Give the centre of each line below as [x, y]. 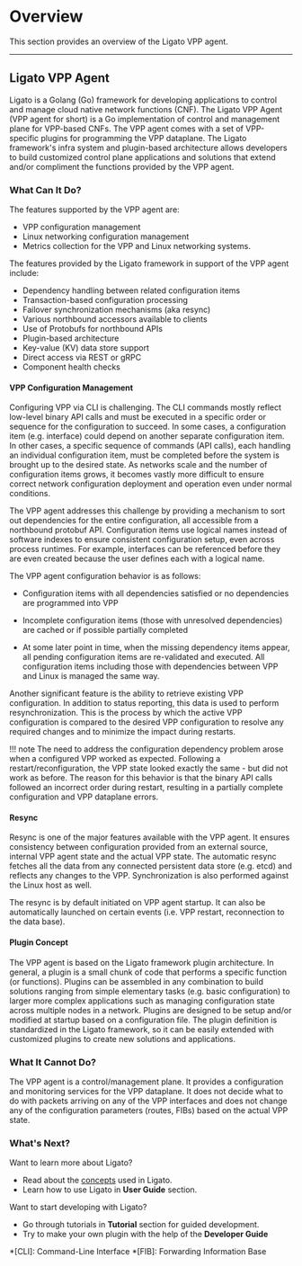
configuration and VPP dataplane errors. [84, 797]
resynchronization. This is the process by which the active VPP [126, 713]
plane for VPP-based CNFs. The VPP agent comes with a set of [127, 129]
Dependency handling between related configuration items [131, 290]
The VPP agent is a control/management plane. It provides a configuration [147, 1082]
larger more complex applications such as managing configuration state [142, 1001]
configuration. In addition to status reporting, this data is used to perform [144, 703]
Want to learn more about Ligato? [71, 1163]
